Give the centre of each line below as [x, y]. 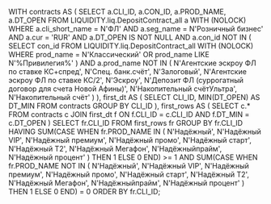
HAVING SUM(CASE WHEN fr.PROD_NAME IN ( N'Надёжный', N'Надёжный [135, 131]
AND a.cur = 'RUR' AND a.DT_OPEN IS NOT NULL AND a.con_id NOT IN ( [130, 37]
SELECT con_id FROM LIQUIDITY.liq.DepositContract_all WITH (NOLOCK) [131, 46]
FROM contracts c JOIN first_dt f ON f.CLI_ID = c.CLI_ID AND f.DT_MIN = [129, 114]
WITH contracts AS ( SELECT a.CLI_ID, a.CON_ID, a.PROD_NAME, [117, 12]
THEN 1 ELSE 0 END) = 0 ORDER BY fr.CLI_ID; [85, 192]
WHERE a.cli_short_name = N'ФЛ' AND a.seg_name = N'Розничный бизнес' [136, 29]
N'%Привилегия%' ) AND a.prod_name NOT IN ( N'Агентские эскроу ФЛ [132, 63]
